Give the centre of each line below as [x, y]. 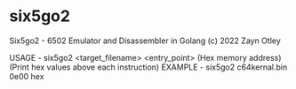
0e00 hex [27, 76]
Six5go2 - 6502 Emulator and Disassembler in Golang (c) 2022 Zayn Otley [145, 41]
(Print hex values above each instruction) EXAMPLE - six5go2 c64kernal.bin [148, 67]
